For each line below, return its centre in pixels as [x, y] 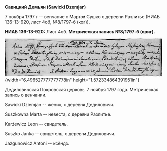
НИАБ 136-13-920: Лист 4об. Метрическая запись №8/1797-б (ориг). [80, 32]
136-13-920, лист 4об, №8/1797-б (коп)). [48, 22]
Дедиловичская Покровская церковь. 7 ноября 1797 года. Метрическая [82, 89]
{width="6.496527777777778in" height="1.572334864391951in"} [72, 80]
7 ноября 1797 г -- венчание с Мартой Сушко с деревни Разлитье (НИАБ [83, 17]
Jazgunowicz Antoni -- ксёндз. [37, 143]
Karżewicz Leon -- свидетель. [37, 124]
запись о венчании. [26, 95]
